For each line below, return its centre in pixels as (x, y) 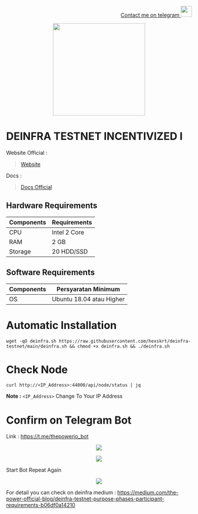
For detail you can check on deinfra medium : (61, 493)
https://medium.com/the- (148, 493)
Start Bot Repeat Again (34, 470)
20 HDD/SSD (70, 251)
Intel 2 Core (68, 232)
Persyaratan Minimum (88, 289)
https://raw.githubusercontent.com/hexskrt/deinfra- (125, 341)
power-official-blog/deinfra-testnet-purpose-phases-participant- (85, 499)
